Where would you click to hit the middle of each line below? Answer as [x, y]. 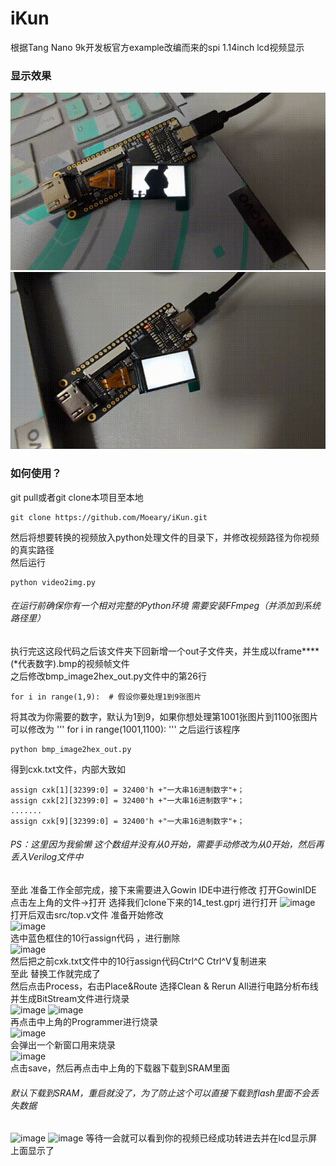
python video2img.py [53, 582]
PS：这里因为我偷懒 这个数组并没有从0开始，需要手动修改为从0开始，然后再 [167, 844]
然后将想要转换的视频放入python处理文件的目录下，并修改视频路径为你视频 [165, 537]
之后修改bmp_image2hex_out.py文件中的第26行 [108, 676]
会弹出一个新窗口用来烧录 [63, 1044]
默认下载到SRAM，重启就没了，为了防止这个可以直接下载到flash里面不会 [160, 1093]
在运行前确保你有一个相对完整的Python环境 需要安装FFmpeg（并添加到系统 [166, 606]
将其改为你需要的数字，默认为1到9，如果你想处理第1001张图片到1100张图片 [164, 716]
